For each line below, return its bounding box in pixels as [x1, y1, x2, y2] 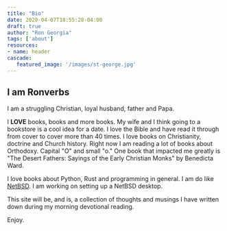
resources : [7, 42, 38, 49]
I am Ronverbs [7, 86, 70, 98]
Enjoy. [7, 216, 25, 224]
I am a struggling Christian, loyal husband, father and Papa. [7, 104, 175, 113]
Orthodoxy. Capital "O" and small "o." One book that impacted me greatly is [7, 147, 221, 155]
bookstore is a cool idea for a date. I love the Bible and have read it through [7, 125, 219, 134]
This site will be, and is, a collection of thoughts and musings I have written [7, 195, 219, 204]
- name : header [7, 49, 51, 56]
